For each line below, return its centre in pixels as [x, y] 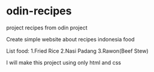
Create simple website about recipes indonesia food [70, 39]
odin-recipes [39, 11]
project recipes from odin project [47, 28]
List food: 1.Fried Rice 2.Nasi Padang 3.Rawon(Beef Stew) [77, 51]
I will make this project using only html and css [64, 62]
